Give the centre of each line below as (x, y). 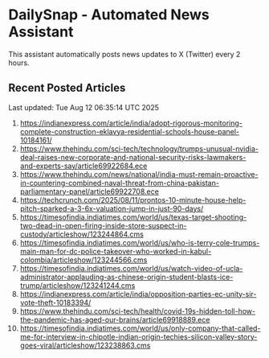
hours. (19, 63)
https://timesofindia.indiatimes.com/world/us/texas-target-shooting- (133, 217)
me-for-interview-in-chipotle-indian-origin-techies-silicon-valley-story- (139, 336)
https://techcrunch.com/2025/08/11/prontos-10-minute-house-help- (133, 200)
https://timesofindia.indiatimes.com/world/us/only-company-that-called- (140, 328)
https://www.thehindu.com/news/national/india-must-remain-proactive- (139, 174)
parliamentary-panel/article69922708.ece (89, 191)
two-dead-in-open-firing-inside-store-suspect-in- (103, 225)
